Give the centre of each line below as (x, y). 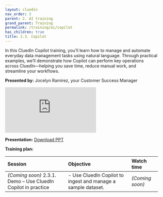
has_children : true (25, 32)
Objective (79, 164)
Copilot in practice (28, 187)
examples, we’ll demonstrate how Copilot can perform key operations (74, 61)
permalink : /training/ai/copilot (39, 28)
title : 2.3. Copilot (26, 37)
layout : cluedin (21, 9)
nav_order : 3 (18, 14)
